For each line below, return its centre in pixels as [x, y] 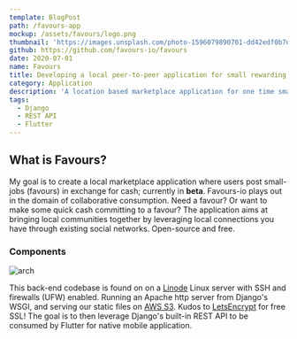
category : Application [51, 83]
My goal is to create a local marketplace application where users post [136, 181]
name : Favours [35, 67]
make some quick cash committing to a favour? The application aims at [138, 210]
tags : [19, 100]
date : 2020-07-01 [41, 58]
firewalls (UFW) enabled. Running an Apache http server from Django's [138, 297]
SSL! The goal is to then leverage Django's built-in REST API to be [129, 316]
